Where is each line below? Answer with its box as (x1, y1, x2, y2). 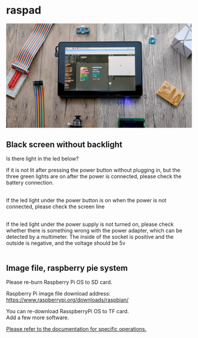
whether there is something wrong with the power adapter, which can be (6, 227, 183, 234)
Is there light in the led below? (6, 155, 79, 162)
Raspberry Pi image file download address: (6, 290, 111, 297)
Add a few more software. (6, 314, 70, 321)
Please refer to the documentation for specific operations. (6, 326, 147, 333)
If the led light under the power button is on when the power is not (6, 197, 167, 204)
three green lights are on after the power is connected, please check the (6, 173, 181, 180)
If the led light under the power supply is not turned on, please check (6, 221, 174, 228)
